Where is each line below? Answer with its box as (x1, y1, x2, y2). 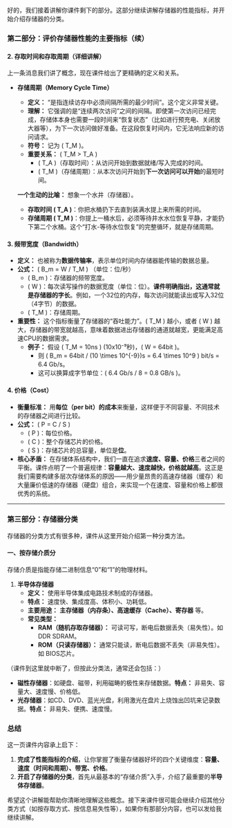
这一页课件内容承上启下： (7, 741, 80, 749)
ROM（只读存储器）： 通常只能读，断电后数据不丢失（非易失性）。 (37, 641, 224, 649)
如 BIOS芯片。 (37, 650, 78, 658)
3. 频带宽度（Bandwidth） (7, 239, 83, 248)
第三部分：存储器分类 (7, 515, 78, 524)
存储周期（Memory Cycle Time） (17, 84, 113, 92)
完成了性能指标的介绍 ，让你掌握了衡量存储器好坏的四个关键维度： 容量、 (17, 755, 223, 764)
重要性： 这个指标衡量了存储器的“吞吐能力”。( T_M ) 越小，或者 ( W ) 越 (17, 317, 221, 325)
